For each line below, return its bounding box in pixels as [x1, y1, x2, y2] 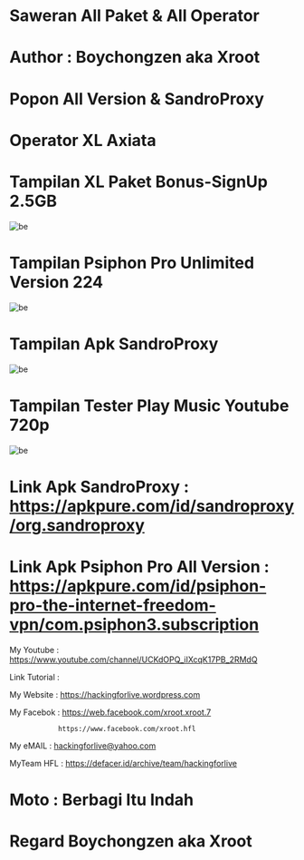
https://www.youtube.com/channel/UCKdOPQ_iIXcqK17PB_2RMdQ [9, 654, 258, 665]
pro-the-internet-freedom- [9, 595, 217, 615]
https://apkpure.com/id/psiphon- [9, 575, 267, 596]
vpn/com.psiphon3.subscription [9, 614, 260, 635]
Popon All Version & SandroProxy [9, 88, 265, 109]
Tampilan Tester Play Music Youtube [9, 396, 290, 415]
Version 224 [9, 271, 104, 292]
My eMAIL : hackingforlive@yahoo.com [9, 740, 157, 751]
